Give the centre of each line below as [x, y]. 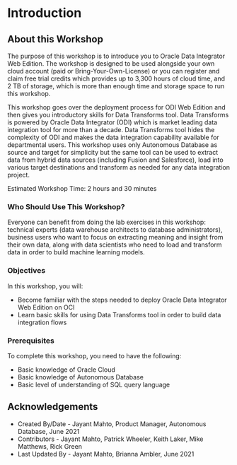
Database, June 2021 [48, 431]
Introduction [45, 13]
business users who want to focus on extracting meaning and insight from [115, 237]
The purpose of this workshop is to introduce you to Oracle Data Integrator [116, 56]
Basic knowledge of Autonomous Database [80, 377]
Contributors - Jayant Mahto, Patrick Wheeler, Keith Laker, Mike [110, 439]
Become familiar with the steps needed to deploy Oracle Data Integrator [122, 300]
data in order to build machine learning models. [76, 252]
